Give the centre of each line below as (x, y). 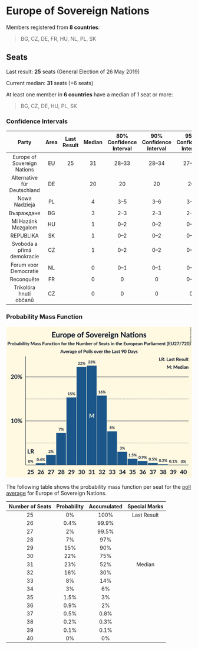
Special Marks (146, 506)
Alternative (25, 178)
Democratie (25, 271)
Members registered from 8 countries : (53, 27)
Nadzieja (24, 205)
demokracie (25, 257)
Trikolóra (24, 287)
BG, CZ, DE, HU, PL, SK (49, 106)
